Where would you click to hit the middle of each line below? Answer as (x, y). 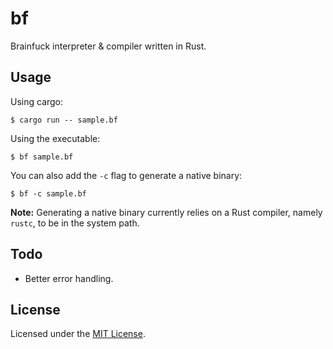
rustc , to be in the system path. (75, 223)
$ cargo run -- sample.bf (64, 120)
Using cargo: (37, 101)
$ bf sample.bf (42, 157)
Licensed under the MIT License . (78, 334)
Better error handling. (69, 278)
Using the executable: (55, 138)
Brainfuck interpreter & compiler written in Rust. (108, 46)
